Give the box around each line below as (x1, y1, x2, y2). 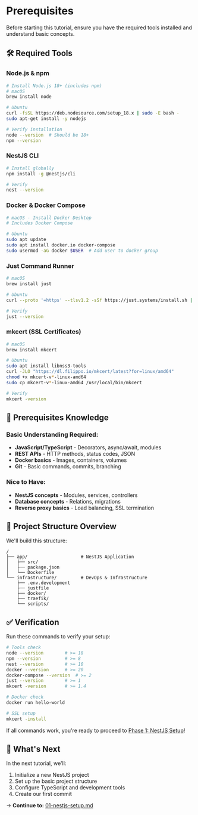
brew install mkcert (6, 347, 58, 353)
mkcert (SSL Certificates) (6, 328, 81, 336)
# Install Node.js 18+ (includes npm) (6, 82, 102, 89)
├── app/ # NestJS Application (6, 554, 134, 560)
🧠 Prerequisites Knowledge (6, 412, 109, 422)
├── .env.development (17, 580, 70, 586)
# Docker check (6, 694, 44, 700)
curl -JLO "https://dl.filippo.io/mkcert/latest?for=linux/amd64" (6, 369, 174, 375)
